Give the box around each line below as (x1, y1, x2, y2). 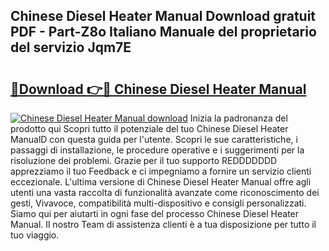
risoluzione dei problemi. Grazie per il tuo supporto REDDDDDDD (10, 155, 278, 166)
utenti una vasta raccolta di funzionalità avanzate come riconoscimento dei (10, 187, 320, 198)
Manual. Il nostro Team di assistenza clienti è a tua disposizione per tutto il (10, 219, 317, 230)
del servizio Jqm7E (10, 39, 132, 56)
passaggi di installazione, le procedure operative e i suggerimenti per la (10, 144, 305, 156)
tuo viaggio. (10, 229, 60, 241)
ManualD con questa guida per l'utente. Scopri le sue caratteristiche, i (10, 134, 298, 145)
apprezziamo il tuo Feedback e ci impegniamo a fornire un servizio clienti (10, 165, 312, 177)
